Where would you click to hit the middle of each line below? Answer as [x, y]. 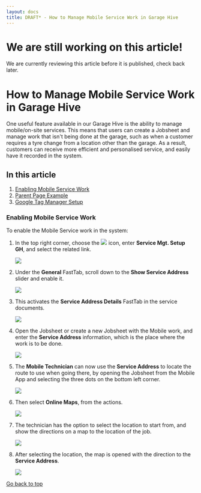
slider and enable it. [39, 279]
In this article [31, 175]
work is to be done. [39, 344]
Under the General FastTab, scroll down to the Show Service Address [102, 272]
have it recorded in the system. [44, 156]
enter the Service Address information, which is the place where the [100, 337]
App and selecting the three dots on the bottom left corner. [88, 379]
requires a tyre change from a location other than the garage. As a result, [97, 143]
